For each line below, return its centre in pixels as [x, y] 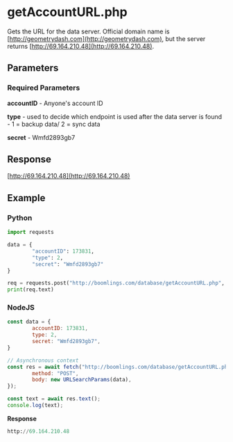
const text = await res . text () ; [54, 399]
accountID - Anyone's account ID [55, 103]
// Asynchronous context [43, 360]
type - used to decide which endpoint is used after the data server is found [115, 116]
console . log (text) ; [35, 405]
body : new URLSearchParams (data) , [82, 380]
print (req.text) [31, 290]
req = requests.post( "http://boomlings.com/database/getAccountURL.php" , [116, 283]
